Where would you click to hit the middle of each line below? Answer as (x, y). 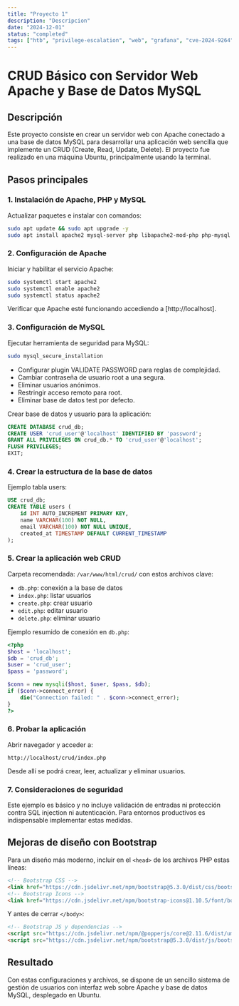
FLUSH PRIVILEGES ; (34, 447)
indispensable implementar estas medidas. (70, 820)
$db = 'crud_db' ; (33, 658)
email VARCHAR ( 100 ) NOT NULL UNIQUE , (76, 527)
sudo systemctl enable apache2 (54, 289)
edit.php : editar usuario (52, 610)
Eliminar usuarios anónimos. (59, 385)
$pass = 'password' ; (38, 671)
